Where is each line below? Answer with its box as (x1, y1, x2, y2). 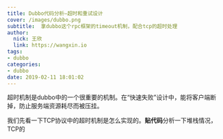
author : (7, 29, 29, 36)
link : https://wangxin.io (13, 42, 88, 49)
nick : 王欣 (13, 36, 42, 42)
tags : (7, 49, 23, 55)
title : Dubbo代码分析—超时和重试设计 (7, 10, 103, 17)
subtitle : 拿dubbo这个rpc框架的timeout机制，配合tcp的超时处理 (7, 23, 178, 29)
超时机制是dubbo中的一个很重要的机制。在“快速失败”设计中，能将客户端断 (7, 93, 217, 101)
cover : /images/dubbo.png (7, 16, 81, 23)
